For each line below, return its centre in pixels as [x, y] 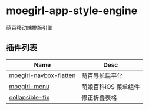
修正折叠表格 [99, 98]
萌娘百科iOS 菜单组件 [111, 87]
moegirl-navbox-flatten [42, 75]
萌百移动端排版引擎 [29, 27]
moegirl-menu [29, 86]
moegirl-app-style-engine [72, 11]
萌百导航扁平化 [102, 75]
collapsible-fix [29, 97]
